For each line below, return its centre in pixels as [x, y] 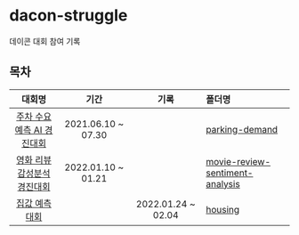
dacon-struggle [69, 16]
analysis [223, 183]
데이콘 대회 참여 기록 [45, 41]
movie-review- [238, 161]
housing [223, 209]
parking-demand [242, 129]
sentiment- [230, 173]
